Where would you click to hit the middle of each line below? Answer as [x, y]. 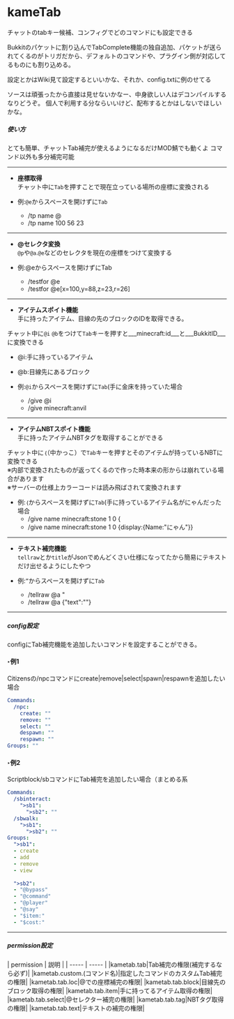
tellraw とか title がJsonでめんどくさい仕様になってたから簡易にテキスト [122, 557]
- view [23, 870]
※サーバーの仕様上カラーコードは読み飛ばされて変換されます [95, 487]
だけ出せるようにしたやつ [54, 565]
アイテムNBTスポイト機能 [54, 429]
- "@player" [31, 903]
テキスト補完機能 [42, 548]
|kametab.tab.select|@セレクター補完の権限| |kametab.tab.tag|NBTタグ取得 [116, 999]
